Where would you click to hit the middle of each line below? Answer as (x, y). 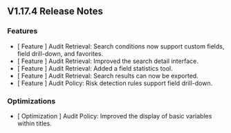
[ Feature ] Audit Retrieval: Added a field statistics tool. (95, 68)
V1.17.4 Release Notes (55, 11)
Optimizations (31, 101)
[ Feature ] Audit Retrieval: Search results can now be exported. (108, 76)
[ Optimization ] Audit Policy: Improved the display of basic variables (114, 116)
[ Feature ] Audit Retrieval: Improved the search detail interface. (108, 61)
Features (22, 31)
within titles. (34, 123)
